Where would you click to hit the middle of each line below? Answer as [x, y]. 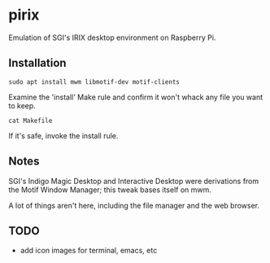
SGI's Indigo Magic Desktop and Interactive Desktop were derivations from [134, 181]
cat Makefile [30, 121]
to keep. [22, 105]
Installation [37, 63]
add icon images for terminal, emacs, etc [89, 251]
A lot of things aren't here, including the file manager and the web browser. [134, 205]
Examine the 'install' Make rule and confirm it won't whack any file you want [136, 97]
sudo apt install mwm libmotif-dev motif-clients [94, 82]
